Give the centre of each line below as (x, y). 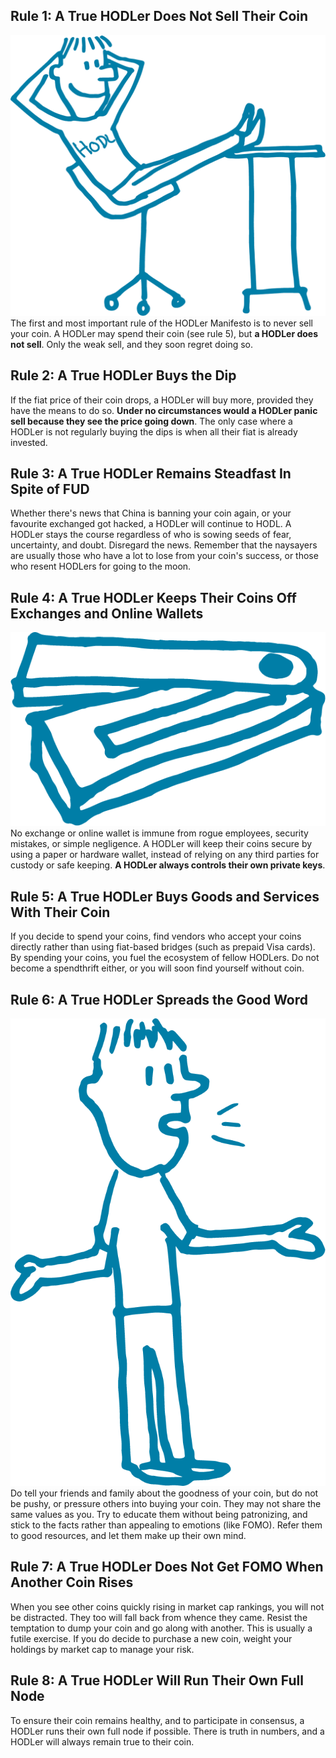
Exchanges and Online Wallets (107, 613)
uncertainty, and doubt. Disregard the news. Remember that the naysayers (164, 545)
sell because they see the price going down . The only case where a (151, 421)
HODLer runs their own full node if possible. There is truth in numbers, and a (167, 1731)
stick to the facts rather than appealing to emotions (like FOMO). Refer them (166, 1525)
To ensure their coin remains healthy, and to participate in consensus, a (157, 1720)
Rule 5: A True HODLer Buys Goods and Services (165, 896)
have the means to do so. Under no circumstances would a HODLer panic (164, 410)
